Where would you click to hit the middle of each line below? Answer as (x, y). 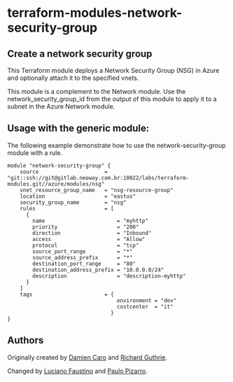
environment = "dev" (147, 300)
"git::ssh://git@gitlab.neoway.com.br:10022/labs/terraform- (98, 178)
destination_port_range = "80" (84, 264)
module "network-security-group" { (59, 165)
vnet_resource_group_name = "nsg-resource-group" (97, 190)
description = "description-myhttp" (110, 276)
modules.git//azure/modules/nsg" (56, 184)
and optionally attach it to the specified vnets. (73, 78)
